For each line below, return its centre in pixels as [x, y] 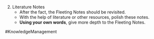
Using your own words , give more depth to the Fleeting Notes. [82, 22]
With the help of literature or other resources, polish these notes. [84, 17]
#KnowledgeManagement [31, 32]
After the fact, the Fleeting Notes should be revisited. [72, 12]
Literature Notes [28, 7]
